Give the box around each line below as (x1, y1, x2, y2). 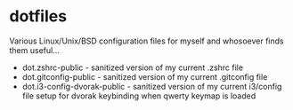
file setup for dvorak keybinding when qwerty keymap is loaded (21, 90, 256, 101)
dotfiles (9, 6, 68, 27)
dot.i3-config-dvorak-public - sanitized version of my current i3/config (21, 81, 282, 91)
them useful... (9, 44, 61, 55)
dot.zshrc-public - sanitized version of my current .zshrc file (21, 62, 243, 73)
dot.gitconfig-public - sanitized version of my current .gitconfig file (21, 71, 268, 82)
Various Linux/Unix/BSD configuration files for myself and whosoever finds (9, 35, 284, 46)
